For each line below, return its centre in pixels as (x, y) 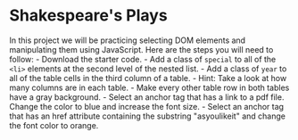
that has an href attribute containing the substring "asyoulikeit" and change (147, 116)
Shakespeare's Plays (88, 16)
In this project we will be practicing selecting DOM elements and (128, 40)
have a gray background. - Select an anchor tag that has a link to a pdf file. (147, 97)
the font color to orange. (54, 125)
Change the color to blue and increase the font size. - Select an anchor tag (146, 106)
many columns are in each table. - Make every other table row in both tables (149, 87)
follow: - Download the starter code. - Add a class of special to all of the (143, 59)
